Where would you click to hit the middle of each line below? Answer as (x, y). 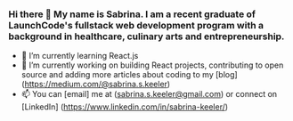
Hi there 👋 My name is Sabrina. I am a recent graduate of (132, 14)
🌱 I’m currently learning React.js (80, 56)
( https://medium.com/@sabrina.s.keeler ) (96, 85)
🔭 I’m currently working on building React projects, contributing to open (152, 65)
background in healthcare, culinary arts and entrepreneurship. (146, 36)
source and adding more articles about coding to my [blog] (129, 75)
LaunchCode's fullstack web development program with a (136, 25)
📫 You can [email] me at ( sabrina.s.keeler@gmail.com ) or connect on (149, 94)
